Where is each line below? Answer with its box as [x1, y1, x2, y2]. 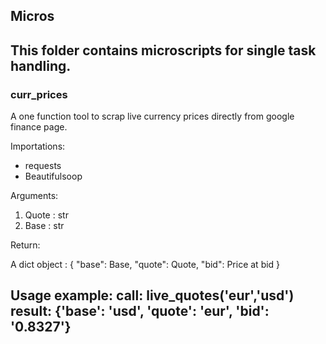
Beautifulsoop [24, 170, 83, 183]
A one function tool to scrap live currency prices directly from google [10, 110, 295, 123]
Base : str [24, 220, 65, 232]
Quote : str [24, 209, 69, 221]
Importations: [10, 140, 66, 153]
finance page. [10, 121, 68, 133]
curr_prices [10, 87, 68, 101]
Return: [10, 239, 41, 251]
